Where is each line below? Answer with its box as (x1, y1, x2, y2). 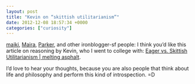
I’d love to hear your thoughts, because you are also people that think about (6, 65, 189, 72)
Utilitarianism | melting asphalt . (6, 53, 81, 61)
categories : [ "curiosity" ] (6, 25, 72, 31)
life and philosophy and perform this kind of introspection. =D (6, 71, 155, 78)
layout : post (6, 8, 38, 15)
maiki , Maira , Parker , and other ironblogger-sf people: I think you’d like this (6, 41, 187, 48)
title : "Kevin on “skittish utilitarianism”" (6, 14, 119, 20)
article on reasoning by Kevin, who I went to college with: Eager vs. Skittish (6, 48, 188, 55)
